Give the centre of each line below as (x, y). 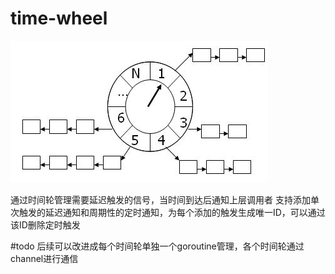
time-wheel (59, 18)
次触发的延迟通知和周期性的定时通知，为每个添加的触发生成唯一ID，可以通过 (168, 212)
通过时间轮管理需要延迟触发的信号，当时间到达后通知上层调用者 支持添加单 (165, 199)
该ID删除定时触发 (45, 224)
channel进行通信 (44, 258)
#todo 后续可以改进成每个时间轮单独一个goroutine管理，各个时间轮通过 (157, 246)
